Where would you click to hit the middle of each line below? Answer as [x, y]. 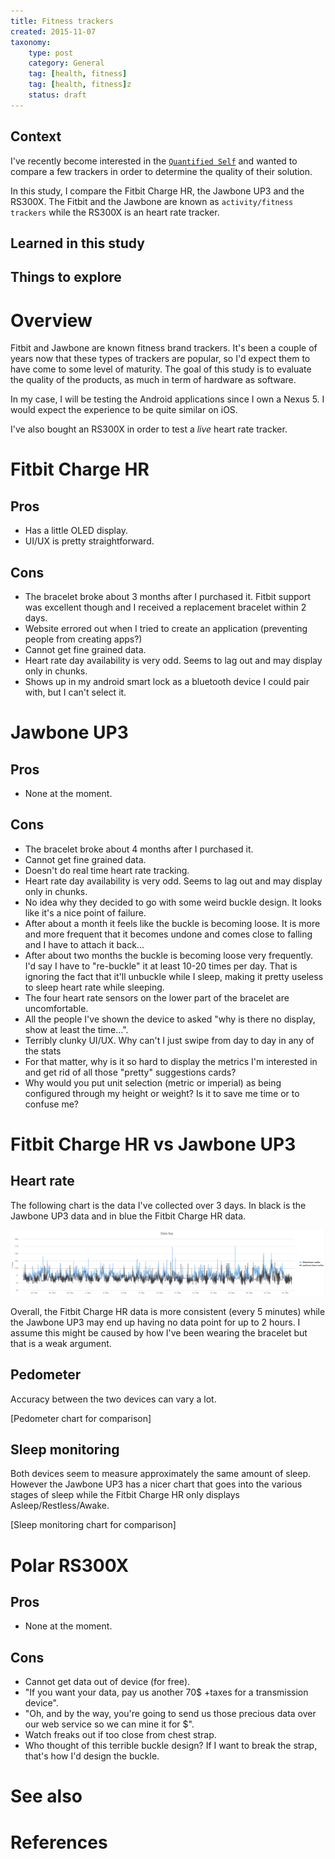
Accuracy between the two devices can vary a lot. [113, 1399]
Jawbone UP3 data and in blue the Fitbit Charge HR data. [128, 1216]
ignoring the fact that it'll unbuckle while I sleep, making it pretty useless [174, 976]
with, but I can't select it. [75, 692]
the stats [43, 1051]
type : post [51, 53]
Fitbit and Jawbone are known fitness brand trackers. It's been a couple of [164, 348]
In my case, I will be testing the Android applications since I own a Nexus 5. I [167, 399]
